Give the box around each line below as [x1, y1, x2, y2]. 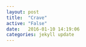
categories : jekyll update [6, 32, 74, 38]
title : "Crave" [6, 15, 47, 21]
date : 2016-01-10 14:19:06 [6, 26, 80, 32]
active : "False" [6, 20, 47, 26]
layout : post [6, 9, 39, 15]
